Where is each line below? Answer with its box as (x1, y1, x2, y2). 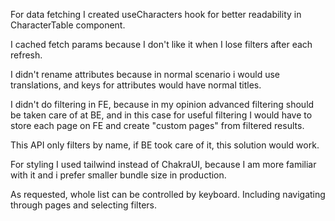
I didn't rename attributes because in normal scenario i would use (10, 69, 280, 80)
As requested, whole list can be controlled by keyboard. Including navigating (10, 189, 326, 200)
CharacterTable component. (10, 19, 126, 31)
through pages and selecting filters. (10, 199, 157, 211)
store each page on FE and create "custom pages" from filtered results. (10, 120, 305, 131)
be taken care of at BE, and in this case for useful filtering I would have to (10, 109, 313, 121)
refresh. (10, 49, 43, 61)
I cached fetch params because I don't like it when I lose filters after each (10, 39, 313, 50)
